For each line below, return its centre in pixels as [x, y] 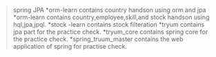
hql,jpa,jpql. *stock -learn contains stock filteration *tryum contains [109, 24]
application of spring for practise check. [70, 46]
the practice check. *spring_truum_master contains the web [98, 39]
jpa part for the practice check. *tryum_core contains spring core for [110, 32]
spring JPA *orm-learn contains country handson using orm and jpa [109, 10]
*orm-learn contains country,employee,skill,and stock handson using [111, 17]
